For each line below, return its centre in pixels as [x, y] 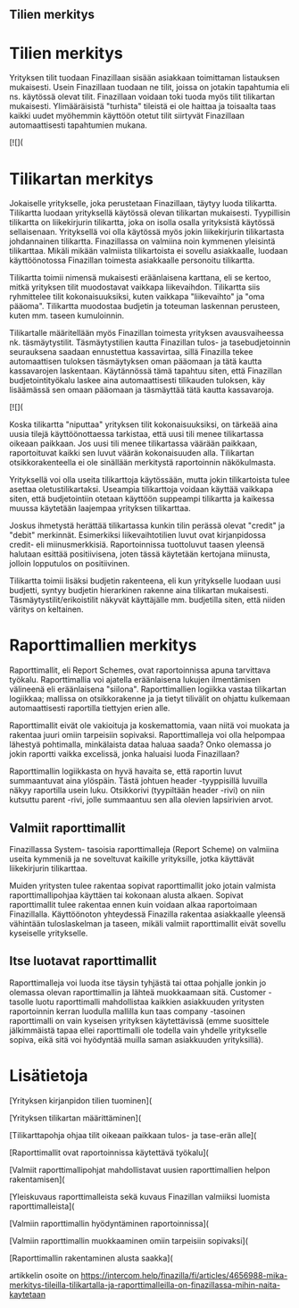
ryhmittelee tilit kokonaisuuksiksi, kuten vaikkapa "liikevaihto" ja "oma [137, 297]
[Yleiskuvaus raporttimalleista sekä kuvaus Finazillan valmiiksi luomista [140, 1196]
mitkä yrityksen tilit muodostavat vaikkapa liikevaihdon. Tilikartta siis [135, 287]
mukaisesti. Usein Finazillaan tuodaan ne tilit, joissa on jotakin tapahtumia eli [149, 88]
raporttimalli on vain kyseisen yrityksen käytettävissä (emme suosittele [139, 1020]
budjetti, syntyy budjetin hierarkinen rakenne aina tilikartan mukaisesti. [139, 591]
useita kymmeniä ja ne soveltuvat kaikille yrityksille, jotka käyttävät [132, 859]
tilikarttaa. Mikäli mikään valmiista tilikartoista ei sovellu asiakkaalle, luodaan [149, 251]
